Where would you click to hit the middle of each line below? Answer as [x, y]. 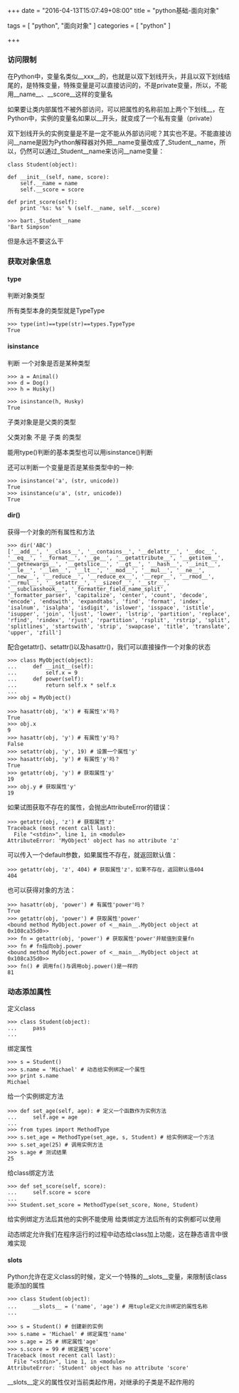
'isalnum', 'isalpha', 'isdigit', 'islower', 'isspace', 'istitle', [111, 608]
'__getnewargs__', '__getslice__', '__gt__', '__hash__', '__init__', [114, 564]
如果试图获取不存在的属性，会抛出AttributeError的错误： [90, 807]
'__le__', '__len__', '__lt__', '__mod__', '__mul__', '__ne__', [106, 570]
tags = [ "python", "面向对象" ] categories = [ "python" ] [89, 26]
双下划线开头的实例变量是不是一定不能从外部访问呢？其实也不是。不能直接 [116, 133]
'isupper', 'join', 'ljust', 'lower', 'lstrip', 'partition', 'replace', [119, 614]
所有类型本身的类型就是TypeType [56, 311]
